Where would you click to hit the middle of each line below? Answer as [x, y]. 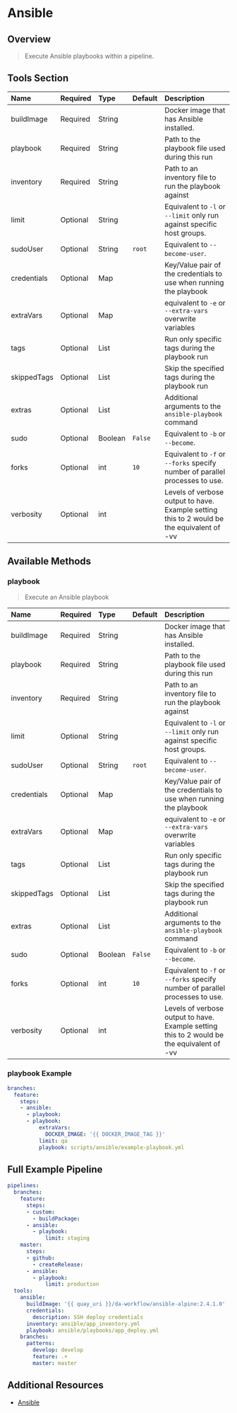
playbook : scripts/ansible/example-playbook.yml [111, 1147]
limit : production [72, 1284]
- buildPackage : [56, 1219]
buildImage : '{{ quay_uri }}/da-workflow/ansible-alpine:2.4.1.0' [126, 1304]
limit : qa [53, 1141]
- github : [40, 1258]
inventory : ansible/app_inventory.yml [83, 1324]
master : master [55, 1363]
